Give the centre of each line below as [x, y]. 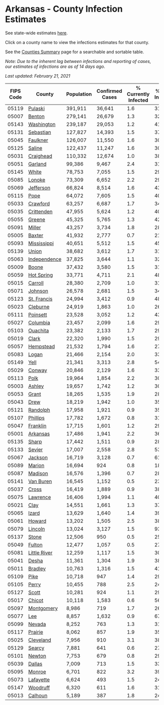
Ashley [36, 386]
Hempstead [41, 346]
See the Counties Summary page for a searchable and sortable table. [75, 52]
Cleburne [39, 307]
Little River [40, 553]
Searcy [36, 648]
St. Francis [40, 299]
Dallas [35, 664]
